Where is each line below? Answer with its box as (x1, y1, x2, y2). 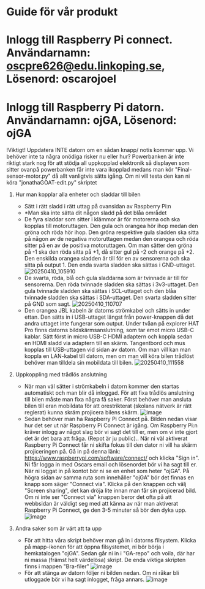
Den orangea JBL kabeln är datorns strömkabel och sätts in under (24, 307, 191, 314)
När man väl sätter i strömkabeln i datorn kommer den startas (24, 382, 179, 390)
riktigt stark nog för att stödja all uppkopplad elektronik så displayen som (6, 159, 190, 167)
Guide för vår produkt (6, 5, 118, 19)
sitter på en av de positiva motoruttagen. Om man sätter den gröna (24, 241, 193, 249)
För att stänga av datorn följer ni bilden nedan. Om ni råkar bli (24, 569, 179, 577)
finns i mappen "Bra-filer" (24, 563, 90, 570)
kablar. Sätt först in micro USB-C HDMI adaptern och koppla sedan (24, 333, 193, 340)
